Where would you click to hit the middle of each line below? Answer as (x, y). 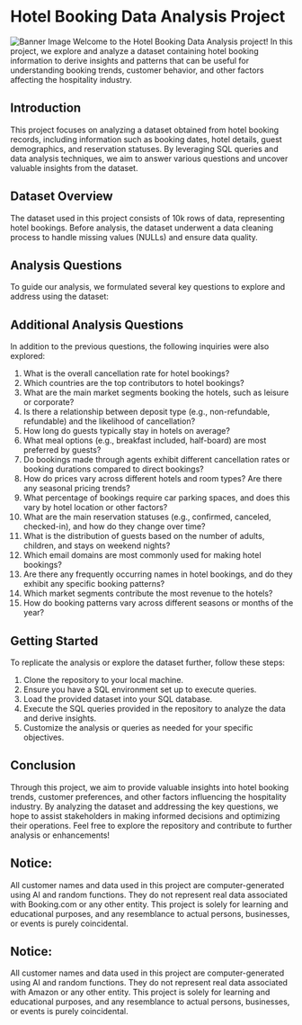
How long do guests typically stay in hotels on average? (126, 431)
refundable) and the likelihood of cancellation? (109, 421)
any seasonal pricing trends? (77, 489)
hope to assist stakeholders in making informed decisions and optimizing (145, 815)
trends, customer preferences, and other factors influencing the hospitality (148, 796)
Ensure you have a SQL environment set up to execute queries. (140, 689)
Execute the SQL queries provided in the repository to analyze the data (154, 709)
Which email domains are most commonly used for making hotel (142, 555)
